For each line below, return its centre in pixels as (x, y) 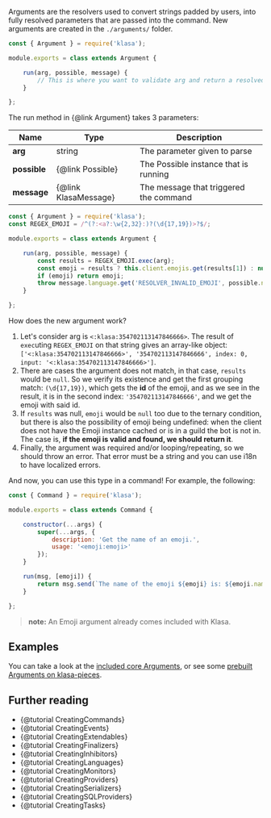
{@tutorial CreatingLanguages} (72, 762)
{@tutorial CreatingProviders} (69, 780)
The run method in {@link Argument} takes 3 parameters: (104, 118)
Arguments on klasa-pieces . (55, 675)
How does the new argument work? (67, 321)
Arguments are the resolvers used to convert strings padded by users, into (132, 12)
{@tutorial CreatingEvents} (65, 728)
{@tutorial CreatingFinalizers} (69, 745)
